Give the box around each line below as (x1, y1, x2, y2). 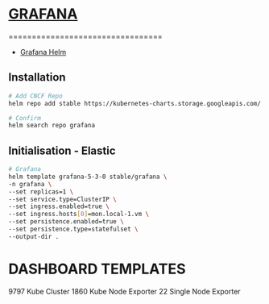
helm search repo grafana (8, 122, 95, 130)
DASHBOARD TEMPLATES (8, 260, 187, 278)
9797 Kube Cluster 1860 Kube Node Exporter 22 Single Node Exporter (8, 286, 241, 296)
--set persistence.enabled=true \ (8, 218, 125, 226)
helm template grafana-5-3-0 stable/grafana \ (8, 173, 168, 181)
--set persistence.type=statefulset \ (8, 225, 139, 234)
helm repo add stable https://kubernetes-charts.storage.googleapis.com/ (8, 99, 262, 107)
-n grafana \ (8, 180, 52, 188)
